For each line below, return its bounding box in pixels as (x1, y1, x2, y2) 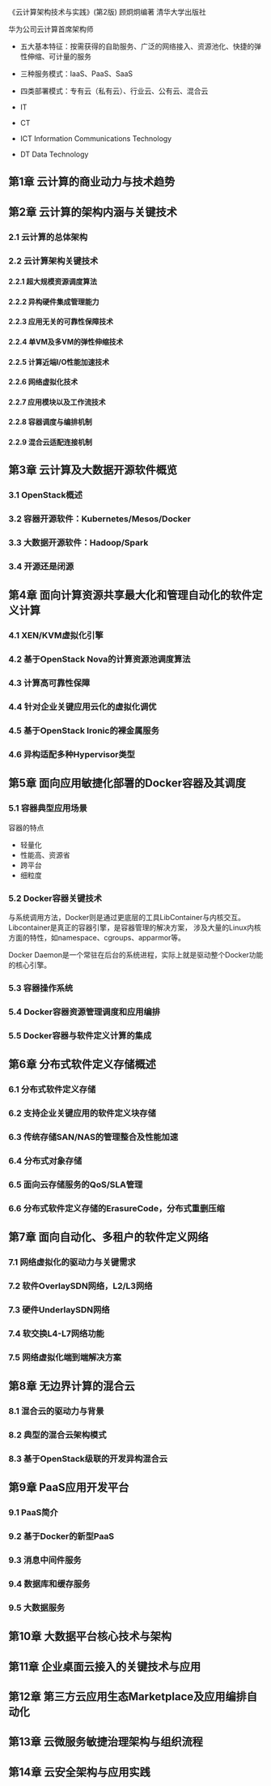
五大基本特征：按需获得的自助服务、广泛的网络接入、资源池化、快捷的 (19, 41, 255, 51)
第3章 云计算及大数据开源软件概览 (8, 463, 178, 477)
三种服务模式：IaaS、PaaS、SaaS (19, 69, 133, 79)
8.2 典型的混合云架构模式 (8, 1429, 107, 1441)
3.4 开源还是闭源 (8, 561, 74, 572)
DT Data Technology (19, 149, 89, 159)
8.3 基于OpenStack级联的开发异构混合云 (8, 1453, 168, 1464)
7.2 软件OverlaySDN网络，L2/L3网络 (8, 1280, 153, 1291)
